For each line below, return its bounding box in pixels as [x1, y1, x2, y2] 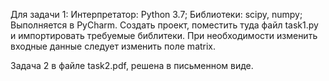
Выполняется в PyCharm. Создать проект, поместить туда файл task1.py [10, 19, 319, 31]
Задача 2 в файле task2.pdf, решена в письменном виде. [10, 60, 254, 71]
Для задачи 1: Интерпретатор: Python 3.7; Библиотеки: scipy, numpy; [10, 9, 303, 20]
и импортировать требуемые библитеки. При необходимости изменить [10, 30, 318, 41]
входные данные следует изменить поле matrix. [10, 40, 217, 52]
